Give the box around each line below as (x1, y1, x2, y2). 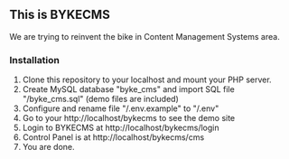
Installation (9, 53, 61, 66)
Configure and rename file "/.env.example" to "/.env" (22, 103, 219, 114)
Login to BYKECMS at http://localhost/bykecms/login (22, 122, 219, 134)
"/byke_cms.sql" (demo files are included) (22, 94, 179, 105)
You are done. (22, 142, 75, 153)
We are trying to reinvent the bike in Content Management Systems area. (9, 31, 280, 42)
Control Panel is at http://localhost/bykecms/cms (22, 132, 205, 143)
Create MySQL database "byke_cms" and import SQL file (22, 84, 235, 95)
